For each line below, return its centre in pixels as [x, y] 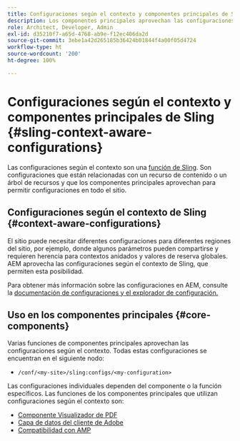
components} [39, 326]
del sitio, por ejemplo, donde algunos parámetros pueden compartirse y [113, 248]
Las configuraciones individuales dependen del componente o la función [115, 386]
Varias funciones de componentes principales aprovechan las [98, 343]
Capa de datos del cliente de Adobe [70, 422]
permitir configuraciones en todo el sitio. [67, 190]
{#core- [193, 315]
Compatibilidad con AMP [54, 430]
